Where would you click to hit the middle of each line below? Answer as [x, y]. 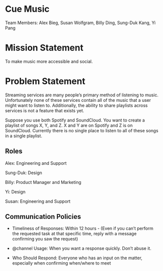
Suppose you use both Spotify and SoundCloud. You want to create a [75, 120]
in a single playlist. [24, 136]
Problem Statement [45, 81]
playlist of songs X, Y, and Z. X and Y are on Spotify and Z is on [69, 125]
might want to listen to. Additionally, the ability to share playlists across [76, 105]
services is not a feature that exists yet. [45, 110]
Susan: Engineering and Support [38, 201]
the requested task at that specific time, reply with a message [74, 234]
